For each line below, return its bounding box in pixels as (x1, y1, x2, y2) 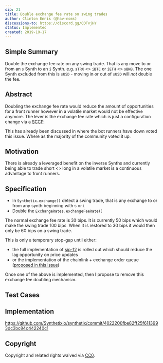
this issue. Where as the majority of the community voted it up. (5, 133, 131, 139)
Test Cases (5, 290, 40, 299)
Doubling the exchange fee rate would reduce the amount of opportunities (5, 103, 154, 109)
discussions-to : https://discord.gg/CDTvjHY (5, 20, 97, 26)
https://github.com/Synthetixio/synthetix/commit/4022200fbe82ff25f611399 (5, 320, 158, 326)
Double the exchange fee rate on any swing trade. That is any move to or (5, 60, 151, 66)
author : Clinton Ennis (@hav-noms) (5, 16, 77, 21)
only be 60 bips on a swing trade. (5, 228, 72, 234)
